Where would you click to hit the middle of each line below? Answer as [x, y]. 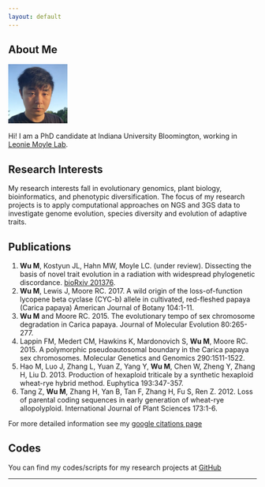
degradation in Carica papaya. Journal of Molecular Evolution [119, 324]
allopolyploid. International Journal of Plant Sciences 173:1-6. [119, 408]
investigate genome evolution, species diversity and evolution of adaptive [127, 214]
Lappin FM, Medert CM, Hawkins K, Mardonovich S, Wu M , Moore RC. [134, 341]
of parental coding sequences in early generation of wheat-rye [122, 400]
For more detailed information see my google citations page [105, 424]
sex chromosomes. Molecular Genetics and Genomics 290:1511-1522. [132, 358]
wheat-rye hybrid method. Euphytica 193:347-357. [101, 384]
